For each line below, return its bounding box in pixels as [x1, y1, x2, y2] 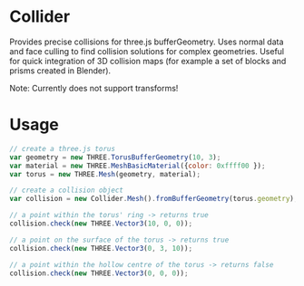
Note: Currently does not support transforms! [9, 82, 179, 93]
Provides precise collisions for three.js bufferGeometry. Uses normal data [9, 36, 284, 47]
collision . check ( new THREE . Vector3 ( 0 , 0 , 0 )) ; [9, 269, 189, 278]
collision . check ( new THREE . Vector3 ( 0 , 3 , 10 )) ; [9, 243, 193, 253]
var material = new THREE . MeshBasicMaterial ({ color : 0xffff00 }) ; [9, 161, 266, 170]
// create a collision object [9, 186, 124, 195]
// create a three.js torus [9, 144, 116, 153]
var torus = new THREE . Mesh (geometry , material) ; [9, 169, 201, 178]
